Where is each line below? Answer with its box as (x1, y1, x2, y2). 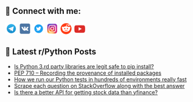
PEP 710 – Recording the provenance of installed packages (13, 69, 162, 76)
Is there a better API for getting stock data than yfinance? (13, 89, 158, 96)
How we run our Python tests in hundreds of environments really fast (13, 75, 187, 83)
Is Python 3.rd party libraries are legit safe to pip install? (13, 63, 154, 70)
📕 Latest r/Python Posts (5, 47, 97, 57)
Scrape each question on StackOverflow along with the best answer (13, 82, 185, 89)
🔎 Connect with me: (5, 6, 81, 16)
